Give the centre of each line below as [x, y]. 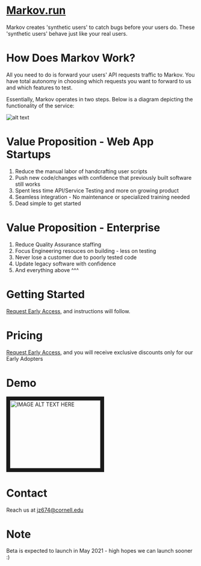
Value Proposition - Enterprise [83, 227]
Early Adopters [25, 358]
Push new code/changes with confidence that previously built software [103, 177]
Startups [29, 155]
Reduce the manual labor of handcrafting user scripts [81, 171]
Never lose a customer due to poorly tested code [76, 257]
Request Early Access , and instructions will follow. [68, 311]
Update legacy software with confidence [65, 264]
